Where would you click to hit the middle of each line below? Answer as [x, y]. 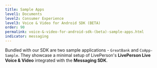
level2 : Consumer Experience [34, 18]
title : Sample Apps [25, 9]
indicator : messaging [27, 37]
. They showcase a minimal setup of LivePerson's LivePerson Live [84, 55]
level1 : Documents [24, 14]
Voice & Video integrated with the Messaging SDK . [56, 60]
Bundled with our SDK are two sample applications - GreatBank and [72, 50]
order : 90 [15, 27]
